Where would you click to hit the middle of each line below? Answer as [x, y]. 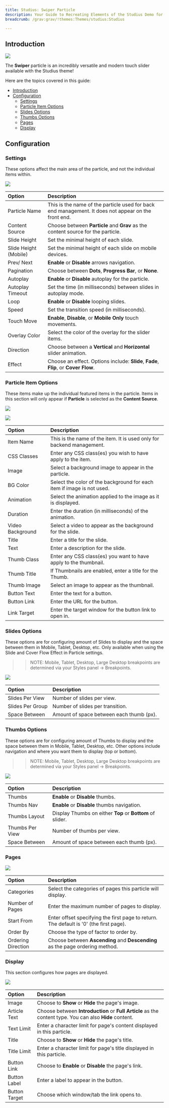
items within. [18, 174]
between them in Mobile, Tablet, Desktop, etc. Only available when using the [84, 648]
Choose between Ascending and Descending [102, 940]
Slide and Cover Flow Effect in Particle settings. [54, 653]
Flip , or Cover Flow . [71, 367]
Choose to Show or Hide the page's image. [88, 1003]
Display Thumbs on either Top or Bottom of [103, 813]
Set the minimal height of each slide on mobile [102, 248]
